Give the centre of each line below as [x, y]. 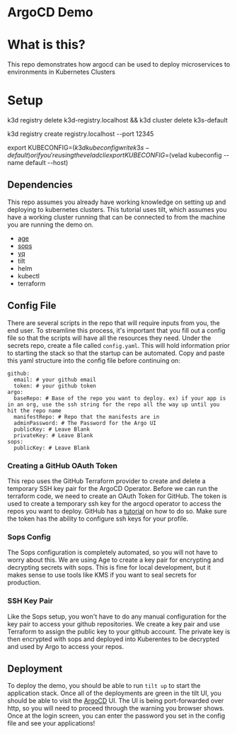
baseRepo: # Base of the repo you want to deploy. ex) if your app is [120, 398]
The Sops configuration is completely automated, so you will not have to [112, 553]
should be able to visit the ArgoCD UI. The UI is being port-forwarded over [116, 701]
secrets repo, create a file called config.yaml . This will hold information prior [118, 345]
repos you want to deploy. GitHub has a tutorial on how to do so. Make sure [117, 511]
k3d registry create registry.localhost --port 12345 [81, 134]
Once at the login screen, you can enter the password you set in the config [116, 716]
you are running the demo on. [51, 225]
